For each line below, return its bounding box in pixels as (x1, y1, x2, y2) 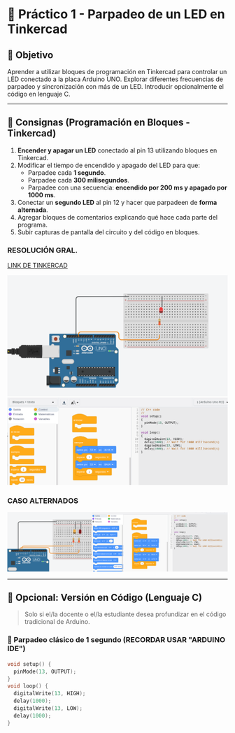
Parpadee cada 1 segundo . (27, 168, 106, 177)
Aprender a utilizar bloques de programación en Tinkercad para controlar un (7, 68, 227, 76)
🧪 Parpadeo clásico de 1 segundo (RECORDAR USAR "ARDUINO (7, 635, 226, 645)
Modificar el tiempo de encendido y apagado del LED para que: (17, 161, 201, 169)
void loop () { (7, 683, 49, 690)
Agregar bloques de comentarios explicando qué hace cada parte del (17, 213, 218, 221)
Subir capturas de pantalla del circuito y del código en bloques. (17, 227, 200, 236)
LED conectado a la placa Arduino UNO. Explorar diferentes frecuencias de (7, 75, 224, 83)
